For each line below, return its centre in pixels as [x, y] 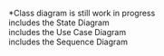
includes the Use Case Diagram [68, 32]
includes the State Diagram [59, 23]
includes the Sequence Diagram [68, 42]
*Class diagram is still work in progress [82, 13]
